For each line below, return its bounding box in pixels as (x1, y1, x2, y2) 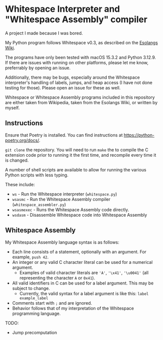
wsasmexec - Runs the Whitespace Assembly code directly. (12, 206, 129, 212)
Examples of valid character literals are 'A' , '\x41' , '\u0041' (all (19, 269, 149, 276)
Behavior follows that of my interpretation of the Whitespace (12, 305, 134, 311)
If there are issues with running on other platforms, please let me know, (5, 59, 149, 65)
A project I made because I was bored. (5, 30, 83, 36)
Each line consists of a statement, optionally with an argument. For (12, 249, 147, 255)
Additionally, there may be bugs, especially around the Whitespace (5, 74, 140, 80)
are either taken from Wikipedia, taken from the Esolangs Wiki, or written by (5, 99, 158, 105)
